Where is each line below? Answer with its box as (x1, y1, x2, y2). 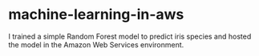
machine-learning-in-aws (8, 6, 184, 24)
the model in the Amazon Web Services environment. (8, 39, 184, 49)
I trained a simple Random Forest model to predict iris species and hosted (8, 32, 252, 41)
